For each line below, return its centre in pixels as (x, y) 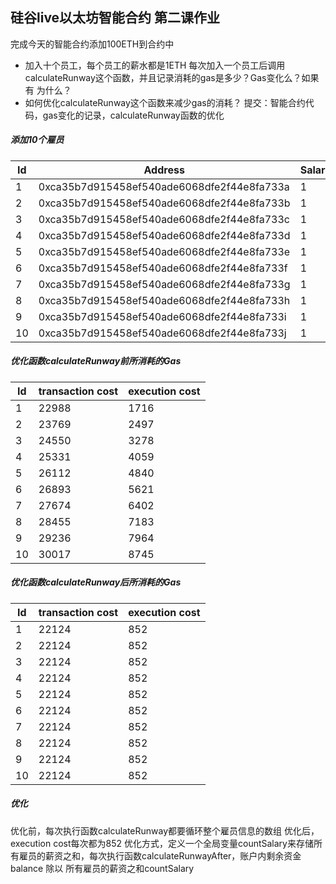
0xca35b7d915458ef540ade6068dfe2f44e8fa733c (164, 219)
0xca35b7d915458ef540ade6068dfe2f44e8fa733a (164, 186)
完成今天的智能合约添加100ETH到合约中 (92, 44)
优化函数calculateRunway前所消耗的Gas (96, 361)
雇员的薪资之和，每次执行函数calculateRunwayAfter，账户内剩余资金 (160, 855)
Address (164, 170)
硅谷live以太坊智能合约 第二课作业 (115, 18)
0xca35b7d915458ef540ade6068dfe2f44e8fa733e (164, 251)
